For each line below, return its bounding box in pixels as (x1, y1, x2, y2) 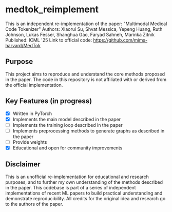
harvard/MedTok (5, 42, 41, 48)
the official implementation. (5, 82, 63, 88)
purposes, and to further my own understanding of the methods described (5, 179, 163, 185)
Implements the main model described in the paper (12, 116, 121, 122)
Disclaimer (5, 160, 41, 169)
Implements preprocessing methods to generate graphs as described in (12, 127, 165, 134)
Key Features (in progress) (5, 97, 92, 106)
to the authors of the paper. (5, 201, 63, 207)
